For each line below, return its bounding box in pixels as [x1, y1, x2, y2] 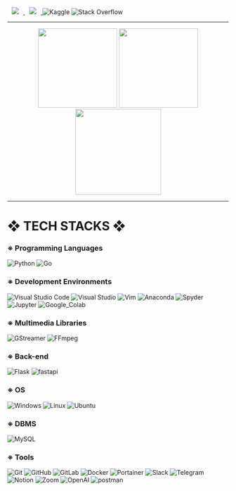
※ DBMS [7, 418, 37, 428]
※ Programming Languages [7, 243, 103, 253]
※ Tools [7, 452, 34, 462]
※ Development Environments [7, 277, 112, 287]
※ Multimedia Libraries [7, 318, 87, 328]
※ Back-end [7, 352, 49, 361]
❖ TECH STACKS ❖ [7, 218, 126, 235]
